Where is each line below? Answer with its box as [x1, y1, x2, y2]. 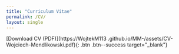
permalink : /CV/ [6, 14, 46, 20]
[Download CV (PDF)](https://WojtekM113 [6, 35, 107, 42]
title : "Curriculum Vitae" [6, 8, 72, 15]
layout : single [6, 19, 44, 25]
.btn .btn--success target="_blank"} [80, 41, 168, 48]
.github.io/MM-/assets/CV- [108, 35, 173, 42]
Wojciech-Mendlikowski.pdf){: [6, 41, 79, 48]
